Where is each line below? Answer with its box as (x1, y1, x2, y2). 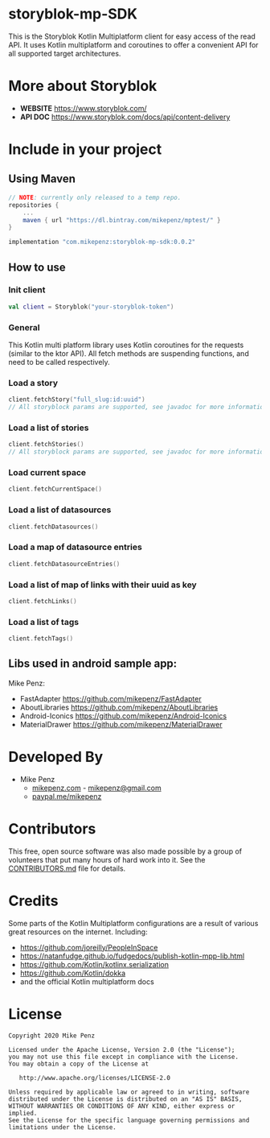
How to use (8, 260, 66, 274)
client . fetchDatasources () (8, 523, 99, 531)
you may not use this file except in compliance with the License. (8, 1053, 239, 1061)
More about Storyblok (8, 77, 157, 95)
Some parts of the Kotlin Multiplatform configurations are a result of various (8, 918, 259, 928)
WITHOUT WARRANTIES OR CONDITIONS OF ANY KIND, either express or (8, 1102, 235, 1110)
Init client (8, 284, 46, 296)
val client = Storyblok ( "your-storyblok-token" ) (8, 303, 174, 311)
